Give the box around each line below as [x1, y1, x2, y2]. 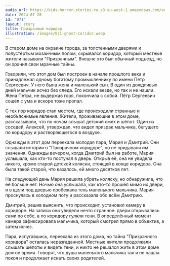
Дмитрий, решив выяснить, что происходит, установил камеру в [5, 202, 146, 208]
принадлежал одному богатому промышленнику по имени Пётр [5, 77, 145, 82]
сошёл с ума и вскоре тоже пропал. [5, 98, 83, 104]
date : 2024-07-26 [5, 12, 42, 17]
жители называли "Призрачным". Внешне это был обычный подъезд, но [5, 56, 162, 61]
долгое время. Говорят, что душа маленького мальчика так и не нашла [5, 250, 160, 255]
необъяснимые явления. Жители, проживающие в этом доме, [5, 113, 140, 119]
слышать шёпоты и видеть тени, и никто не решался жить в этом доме [5, 244, 159, 250]
